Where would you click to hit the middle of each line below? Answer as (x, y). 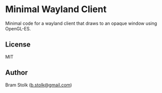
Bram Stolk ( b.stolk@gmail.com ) (39, 85)
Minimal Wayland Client (56, 9)
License (18, 45)
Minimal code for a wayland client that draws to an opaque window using (81, 23)
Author (16, 73)
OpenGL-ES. (18, 28)
